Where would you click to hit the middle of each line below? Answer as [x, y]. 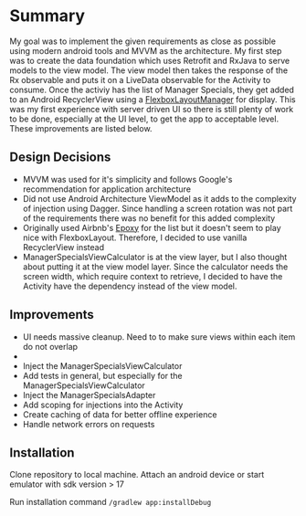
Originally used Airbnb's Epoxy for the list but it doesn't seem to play [152, 227]
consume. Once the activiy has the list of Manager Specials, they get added [152, 90]
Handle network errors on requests [89, 424]
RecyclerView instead [63, 247]
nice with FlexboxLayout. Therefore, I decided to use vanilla [135, 237]
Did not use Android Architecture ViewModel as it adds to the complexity [159, 198]
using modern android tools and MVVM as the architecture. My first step [146, 50]
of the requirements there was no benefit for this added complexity [149, 218]
